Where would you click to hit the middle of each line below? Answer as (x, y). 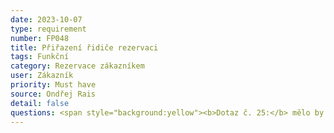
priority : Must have (53, 85)
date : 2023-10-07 (46, 19)
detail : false (40, 103)
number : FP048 (40, 38)
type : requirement (48, 29)
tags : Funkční (40, 57)
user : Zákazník (42, 76)
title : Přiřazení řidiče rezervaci (84, 47)
